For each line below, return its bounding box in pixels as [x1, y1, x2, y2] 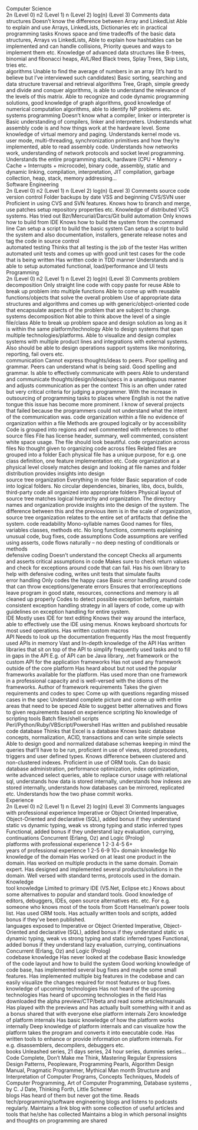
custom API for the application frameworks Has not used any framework [6, 659, 181, 665]
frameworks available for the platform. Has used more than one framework [6, 671, 187, 678]
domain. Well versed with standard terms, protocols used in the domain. [6, 872, 181, 879]
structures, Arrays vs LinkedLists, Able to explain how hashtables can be [6, 37, 183, 43]
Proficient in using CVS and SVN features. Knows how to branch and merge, [6, 200, 192, 206]
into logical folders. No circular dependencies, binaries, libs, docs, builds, [6, 483, 184, 490]
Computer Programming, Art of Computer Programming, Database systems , [6, 1079, 192, 1086]
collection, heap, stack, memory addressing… [6, 174, 117, 182]
